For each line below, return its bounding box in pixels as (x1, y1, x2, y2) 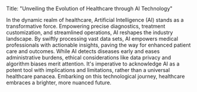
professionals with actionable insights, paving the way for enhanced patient (6, 41, 191, 48)
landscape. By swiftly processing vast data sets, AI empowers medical (6, 35, 179, 42)
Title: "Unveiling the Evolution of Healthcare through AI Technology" (6, 5, 173, 12)
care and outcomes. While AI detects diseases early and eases (6, 48, 160, 55)
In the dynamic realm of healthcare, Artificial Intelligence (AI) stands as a (6, 17, 184, 23)
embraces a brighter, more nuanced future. (6, 79, 112, 86)
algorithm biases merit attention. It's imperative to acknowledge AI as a (6, 60, 180, 67)
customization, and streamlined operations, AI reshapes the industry (6, 29, 173, 36)
